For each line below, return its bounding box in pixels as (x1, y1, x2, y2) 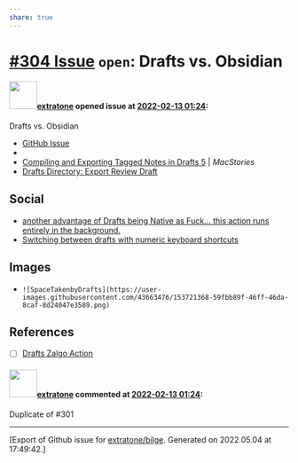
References (9, 325, 74, 340)
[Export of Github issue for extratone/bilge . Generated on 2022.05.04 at (9, 434, 272, 444)
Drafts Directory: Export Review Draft (21, 166, 158, 177)
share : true (9, 12, 53, 22)
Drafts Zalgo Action (21, 348, 93, 359)
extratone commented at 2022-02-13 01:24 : (36, 389, 204, 400)
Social (9, 192, 44, 207)
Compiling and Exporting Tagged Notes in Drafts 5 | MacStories (21, 157, 255, 168)
